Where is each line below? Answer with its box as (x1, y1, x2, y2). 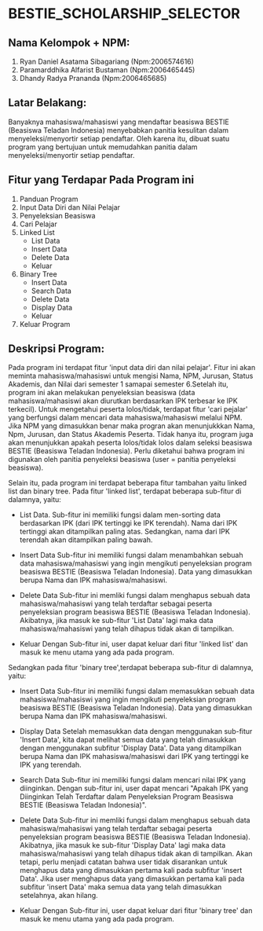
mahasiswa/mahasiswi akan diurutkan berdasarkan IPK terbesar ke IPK (8, 396, 238, 405)
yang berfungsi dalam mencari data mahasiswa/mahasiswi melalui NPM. (8, 413, 243, 423)
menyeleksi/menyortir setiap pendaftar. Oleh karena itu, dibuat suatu (8, 134, 230, 143)
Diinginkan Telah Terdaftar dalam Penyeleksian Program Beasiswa (19, 792, 234, 801)
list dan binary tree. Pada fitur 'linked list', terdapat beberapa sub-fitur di (8, 486, 242, 496)
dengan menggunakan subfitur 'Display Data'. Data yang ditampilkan (19, 743, 242, 753)
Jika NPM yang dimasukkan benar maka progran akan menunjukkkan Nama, (8, 421, 255, 431)
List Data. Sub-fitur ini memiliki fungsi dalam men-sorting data (19, 510, 221, 519)
